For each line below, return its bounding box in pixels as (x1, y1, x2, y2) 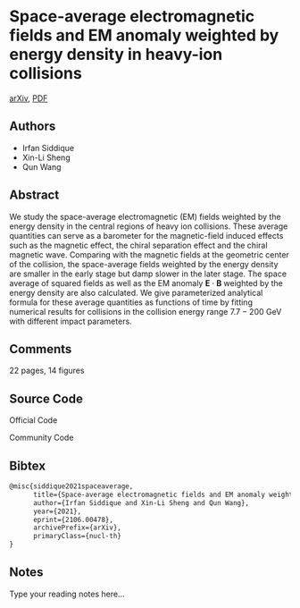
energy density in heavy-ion (9, 45, 223, 64)
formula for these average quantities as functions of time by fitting (9, 297, 253, 308)
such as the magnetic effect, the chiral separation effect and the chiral (9, 240, 268, 250)
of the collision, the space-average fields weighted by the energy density (9, 258, 279, 269)
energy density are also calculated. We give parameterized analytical (9, 287, 263, 298)
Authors (9, 119, 56, 134)
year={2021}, (32, 507, 82, 516)
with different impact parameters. (9, 316, 132, 326)
